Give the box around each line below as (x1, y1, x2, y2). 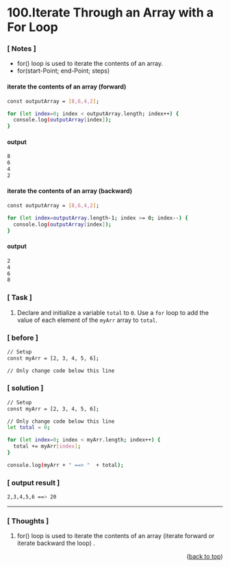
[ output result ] (7, 478, 60, 487)
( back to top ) (186, 553, 223, 561)
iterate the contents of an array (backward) (7, 187, 133, 195)
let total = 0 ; (7, 424, 51, 431)
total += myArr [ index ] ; (13, 443, 81, 450)
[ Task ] (7, 293, 32, 303)
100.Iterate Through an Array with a (7, 5, 214, 21)
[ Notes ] (7, 44, 36, 54)
